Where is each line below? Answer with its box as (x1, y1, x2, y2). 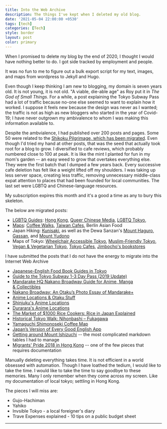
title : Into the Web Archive (5, 7, 66, 12)
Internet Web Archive (5, 258, 49, 264)
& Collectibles (12, 284, 41, 290)
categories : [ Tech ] (5, 26, 46, 31)
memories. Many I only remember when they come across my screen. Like (5, 373, 158, 379)
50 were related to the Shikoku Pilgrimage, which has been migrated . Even (5, 135, 158, 141)
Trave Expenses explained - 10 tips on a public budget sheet (12, 413, 136, 419)
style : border (5, 30, 35, 35)
